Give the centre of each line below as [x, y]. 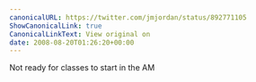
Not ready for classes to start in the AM [82, 68]
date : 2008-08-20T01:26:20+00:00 [72, 42]
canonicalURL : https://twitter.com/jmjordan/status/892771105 [128, 17]
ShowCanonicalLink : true [56, 26]
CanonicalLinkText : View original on [80, 34]
